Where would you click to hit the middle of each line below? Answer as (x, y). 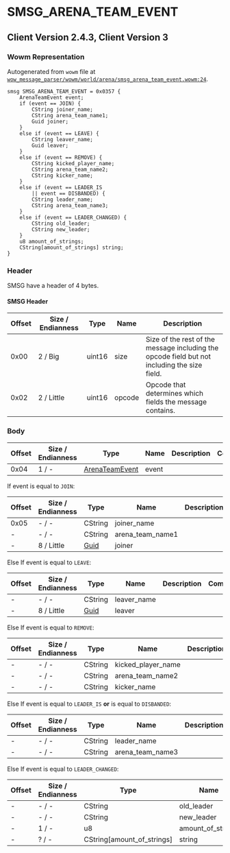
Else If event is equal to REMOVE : (51, 627)
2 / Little (51, 398)
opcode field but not (178, 357)
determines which (175, 394)
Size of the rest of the (181, 339)
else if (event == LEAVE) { (59, 133)
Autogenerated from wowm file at (51, 71)
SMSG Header (28, 301)
